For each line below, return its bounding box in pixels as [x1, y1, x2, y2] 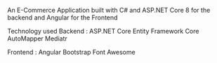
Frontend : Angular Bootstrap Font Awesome [7, 48, 136, 56]
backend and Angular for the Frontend [7, 13, 118, 22]
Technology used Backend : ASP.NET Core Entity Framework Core [7, 27, 199, 35]
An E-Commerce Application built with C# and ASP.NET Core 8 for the [7, 6, 211, 14]
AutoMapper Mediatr [7, 34, 68, 43]
